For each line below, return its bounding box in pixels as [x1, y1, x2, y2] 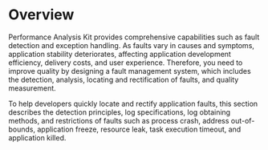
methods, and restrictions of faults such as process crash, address [8, 116, 229, 125]
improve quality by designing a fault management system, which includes [8, 66, 251, 75]
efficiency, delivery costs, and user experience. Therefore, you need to [8, 58, 243, 67]
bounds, [8, 124, 36, 134]
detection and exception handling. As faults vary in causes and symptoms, [8, 40, 255, 50]
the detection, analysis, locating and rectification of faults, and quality [8, 75, 239, 84]
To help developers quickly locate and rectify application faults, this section [8, 99, 258, 108]
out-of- [230, 116, 255, 125]
